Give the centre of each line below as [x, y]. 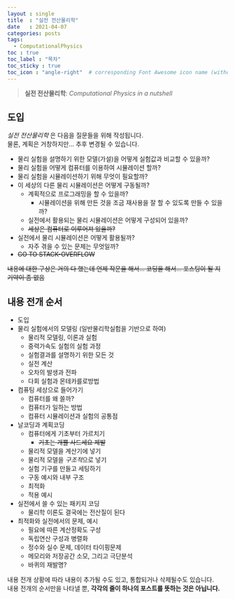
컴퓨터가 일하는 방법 [55, 407]
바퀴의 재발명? [47, 565]
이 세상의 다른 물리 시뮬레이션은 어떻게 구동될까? [84, 185]
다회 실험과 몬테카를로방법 [64, 381]
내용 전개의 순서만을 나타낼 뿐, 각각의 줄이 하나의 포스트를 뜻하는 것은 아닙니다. [114, 589]
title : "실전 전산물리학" [43, 20]
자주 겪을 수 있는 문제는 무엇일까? [73, 246]
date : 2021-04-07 [37, 27]
